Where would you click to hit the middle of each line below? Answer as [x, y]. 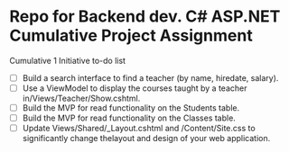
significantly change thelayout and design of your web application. [146, 139]
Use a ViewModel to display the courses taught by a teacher [135, 88]
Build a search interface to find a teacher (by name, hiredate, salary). [150, 77]
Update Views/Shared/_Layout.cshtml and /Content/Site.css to [139, 129]
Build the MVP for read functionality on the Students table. [131, 108]
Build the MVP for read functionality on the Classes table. [129, 118]
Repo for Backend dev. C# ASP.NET [145, 17]
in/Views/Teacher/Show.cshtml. [81, 98]
